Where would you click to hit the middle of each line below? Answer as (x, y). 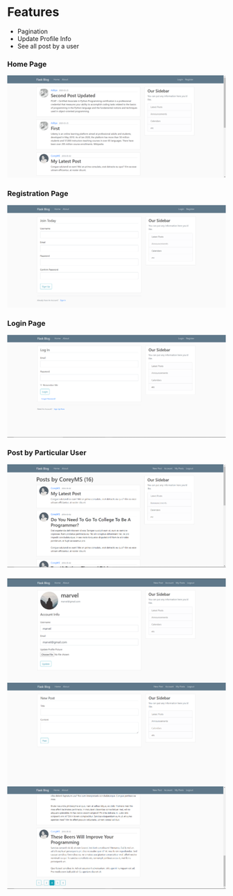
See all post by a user (48, 46)
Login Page (27, 324)
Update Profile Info (44, 38)
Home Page (27, 64)
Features (33, 12)
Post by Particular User (47, 453)
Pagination (33, 31)
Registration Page (38, 194)
